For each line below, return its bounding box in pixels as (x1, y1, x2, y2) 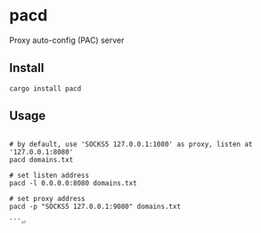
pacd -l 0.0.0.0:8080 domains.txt (9, 179, 138, 188)
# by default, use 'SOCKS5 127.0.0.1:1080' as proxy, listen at (9, 140, 253, 149)
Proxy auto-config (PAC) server (9, 35, 125, 45)
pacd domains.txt (9, 155, 74, 165)
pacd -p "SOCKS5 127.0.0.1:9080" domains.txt (9, 202, 181, 211)
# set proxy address (9, 194, 86, 203)
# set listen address (9, 171, 90, 180)
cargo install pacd (9, 84, 82, 93)
